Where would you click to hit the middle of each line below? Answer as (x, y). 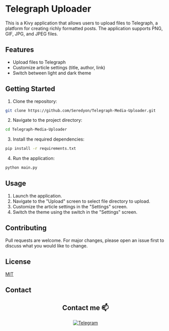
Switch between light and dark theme (52, 73)
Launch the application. (37, 196)
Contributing (26, 228)
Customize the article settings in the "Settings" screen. (70, 206)
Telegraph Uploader (48, 9)
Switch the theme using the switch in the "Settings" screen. (75, 212)
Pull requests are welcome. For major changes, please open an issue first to (85, 240)
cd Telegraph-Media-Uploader (36, 130)
